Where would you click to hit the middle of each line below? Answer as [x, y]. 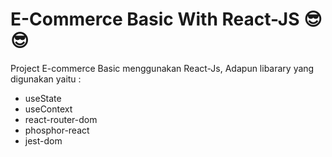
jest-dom [43, 140]
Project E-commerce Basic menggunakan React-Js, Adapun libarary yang [162, 68]
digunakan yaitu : [46, 79]
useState [43, 98]
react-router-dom [61, 119]
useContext [48, 109]
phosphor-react [57, 130]
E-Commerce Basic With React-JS [155, 19]
